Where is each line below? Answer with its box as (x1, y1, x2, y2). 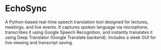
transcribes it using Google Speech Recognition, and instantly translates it (5, 29, 153, 35)
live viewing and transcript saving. (5, 39, 74, 45)
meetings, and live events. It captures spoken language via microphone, (5, 24, 149, 30)
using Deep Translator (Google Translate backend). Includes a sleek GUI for (5, 34, 156, 40)
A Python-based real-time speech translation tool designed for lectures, (5, 19, 149, 25)
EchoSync (5, 3, 47, 14)
